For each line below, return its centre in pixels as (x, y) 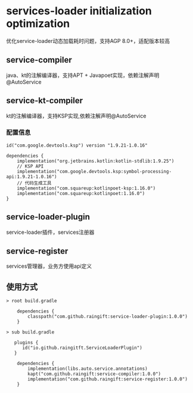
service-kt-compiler (45, 100)
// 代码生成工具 (34, 183)
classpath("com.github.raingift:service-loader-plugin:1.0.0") (108, 317)
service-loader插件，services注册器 (50, 232)
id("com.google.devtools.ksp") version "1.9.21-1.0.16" (77, 145)
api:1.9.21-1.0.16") (32, 177)
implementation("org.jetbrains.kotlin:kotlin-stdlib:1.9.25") (96, 161)
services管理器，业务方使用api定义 (49, 266)
